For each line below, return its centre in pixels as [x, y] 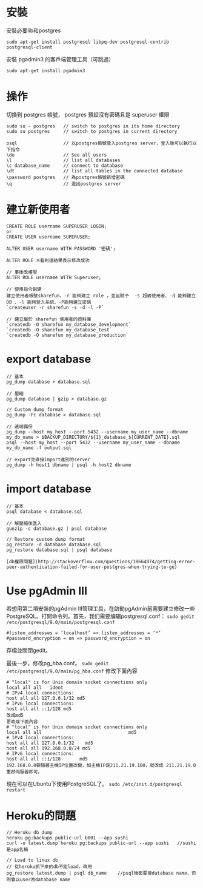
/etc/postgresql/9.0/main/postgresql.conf [61, 622]
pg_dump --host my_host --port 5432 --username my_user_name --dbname [97, 432]
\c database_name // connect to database [65, 165]
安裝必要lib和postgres [34, 30]
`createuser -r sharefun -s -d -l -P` [55, 307]
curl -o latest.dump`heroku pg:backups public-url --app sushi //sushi [101, 843]
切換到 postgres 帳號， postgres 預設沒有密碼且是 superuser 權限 [88, 114]
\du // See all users [57, 155]
